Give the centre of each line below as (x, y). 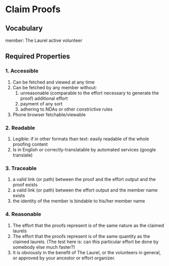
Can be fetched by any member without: (55, 87)
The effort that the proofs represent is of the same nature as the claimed (88, 225)
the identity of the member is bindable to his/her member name (79, 201)
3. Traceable (21, 168)
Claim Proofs (33, 9)
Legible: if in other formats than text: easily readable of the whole (81, 139)
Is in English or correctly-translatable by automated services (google (84, 149)
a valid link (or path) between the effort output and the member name (85, 190)
